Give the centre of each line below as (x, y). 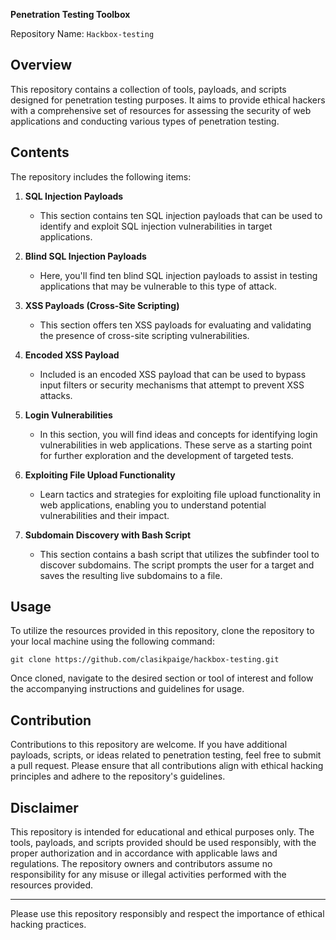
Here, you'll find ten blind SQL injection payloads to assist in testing (178, 275)
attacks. (56, 395)
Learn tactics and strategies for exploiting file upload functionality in (180, 494)
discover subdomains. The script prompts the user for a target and (177, 565)
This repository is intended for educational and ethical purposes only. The (162, 832)
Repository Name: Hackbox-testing (82, 33)
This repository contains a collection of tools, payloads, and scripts (148, 89)
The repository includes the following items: (101, 176)
